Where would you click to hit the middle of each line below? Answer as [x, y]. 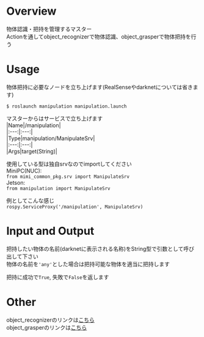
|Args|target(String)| [32, 151]
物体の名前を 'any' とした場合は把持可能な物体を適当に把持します [88, 264]
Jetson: [16, 182]
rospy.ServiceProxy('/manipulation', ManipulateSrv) [75, 207]
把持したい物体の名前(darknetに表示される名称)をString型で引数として [95, 248]
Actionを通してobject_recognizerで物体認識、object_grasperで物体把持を [99, 36]
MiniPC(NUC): [24, 171]
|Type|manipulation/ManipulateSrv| [51, 138]
